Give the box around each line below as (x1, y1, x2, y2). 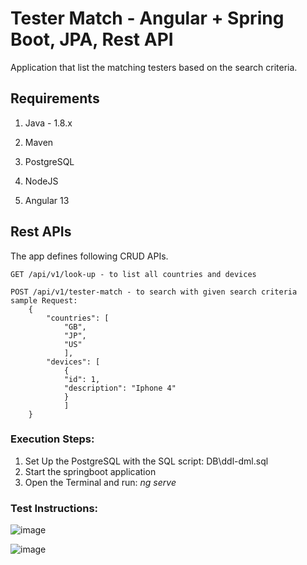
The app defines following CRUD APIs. (10, 250, 169, 262)
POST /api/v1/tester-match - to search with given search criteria (10, 287, 298, 297)
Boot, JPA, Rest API (10, 28, 174, 51)
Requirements (10, 90, 100, 107)
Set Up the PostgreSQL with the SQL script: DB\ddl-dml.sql (24, 455, 269, 467)
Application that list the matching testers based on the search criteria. (10, 61, 298, 73)
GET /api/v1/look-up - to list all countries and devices (10, 269, 257, 279)
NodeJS (24, 175, 59, 187)
